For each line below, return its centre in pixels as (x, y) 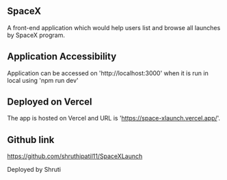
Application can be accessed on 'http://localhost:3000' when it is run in (108, 73)
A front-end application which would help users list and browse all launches (114, 27)
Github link (31, 140)
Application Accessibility (62, 56)
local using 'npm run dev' (43, 80)
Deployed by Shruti (34, 170)
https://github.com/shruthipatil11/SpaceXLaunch (75, 156)
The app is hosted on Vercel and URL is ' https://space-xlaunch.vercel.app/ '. (114, 118)
